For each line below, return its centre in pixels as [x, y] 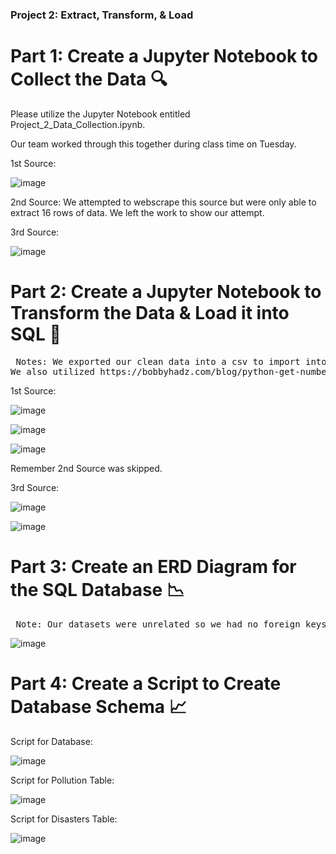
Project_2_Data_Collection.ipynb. [78, 124]
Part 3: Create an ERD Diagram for [153, 566]
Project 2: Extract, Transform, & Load [102, 15]
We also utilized [52, 371]
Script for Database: [51, 741]
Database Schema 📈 [98, 706]
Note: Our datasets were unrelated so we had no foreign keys [171, 624]
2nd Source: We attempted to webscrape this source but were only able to [163, 202]
